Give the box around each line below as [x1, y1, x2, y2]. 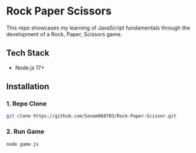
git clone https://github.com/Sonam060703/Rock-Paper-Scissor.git [6, 113, 177, 119]
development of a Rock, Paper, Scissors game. [6, 30, 122, 37]
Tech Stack [6, 48, 49, 58]
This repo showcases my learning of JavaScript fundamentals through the [6, 24, 191, 31]
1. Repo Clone [6, 99, 47, 108]
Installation [6, 81, 49, 92]
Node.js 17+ [14, 64, 45, 71]
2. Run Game [6, 128, 45, 136]
